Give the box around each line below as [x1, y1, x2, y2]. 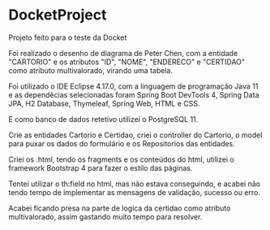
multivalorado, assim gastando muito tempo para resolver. [8, 211, 203, 221]
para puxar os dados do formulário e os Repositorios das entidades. [8, 138, 235, 148]
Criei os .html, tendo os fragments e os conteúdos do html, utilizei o [8, 154, 235, 164]
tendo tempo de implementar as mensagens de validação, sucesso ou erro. [8, 187, 261, 197]
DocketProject [8, 6, 107, 24]
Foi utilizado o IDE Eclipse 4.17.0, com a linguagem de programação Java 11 [8, 81, 259, 91]
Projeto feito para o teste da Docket [8, 33, 127, 42]
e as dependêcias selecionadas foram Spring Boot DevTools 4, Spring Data [8, 89, 259, 99]
